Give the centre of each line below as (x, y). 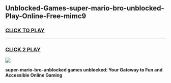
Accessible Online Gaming (34, 75)
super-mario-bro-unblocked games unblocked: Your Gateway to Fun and (84, 69)
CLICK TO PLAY (25, 31)
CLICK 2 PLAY (23, 49)
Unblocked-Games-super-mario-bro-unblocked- (85, 8)
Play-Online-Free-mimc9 (46, 16)
